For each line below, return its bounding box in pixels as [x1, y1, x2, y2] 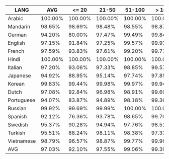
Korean [8, 81, 25, 87]
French [8, 48, 25, 54]
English [8, 40, 25, 46]
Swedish [8, 121, 28, 128]
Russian [8, 105, 27, 112]
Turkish [8, 129, 26, 136]
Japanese [8, 72, 31, 79]
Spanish [8, 113, 27, 120]
